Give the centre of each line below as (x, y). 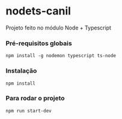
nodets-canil (38, 11)
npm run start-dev (29, 111)
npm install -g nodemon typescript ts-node (61, 56)
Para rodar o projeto (35, 99)
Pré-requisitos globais (39, 43)
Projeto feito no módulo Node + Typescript (59, 28)
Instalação (21, 71)
